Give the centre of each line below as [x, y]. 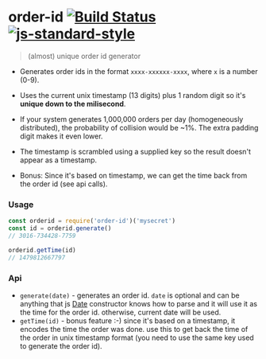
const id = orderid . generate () [60, 228]
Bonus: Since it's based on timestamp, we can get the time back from [133, 175]
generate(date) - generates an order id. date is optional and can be [129, 295]
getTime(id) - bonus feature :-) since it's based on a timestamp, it [127, 320]
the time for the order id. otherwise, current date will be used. [120, 312]
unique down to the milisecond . [73, 103]
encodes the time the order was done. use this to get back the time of [134, 329]
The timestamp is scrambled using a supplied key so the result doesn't [135, 151]
